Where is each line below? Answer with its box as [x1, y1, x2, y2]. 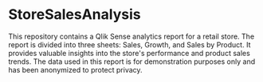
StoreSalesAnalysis [8, 6, 141, 24]
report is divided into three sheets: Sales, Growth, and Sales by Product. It [8, 39, 251, 49]
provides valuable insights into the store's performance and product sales [8, 48, 251, 58]
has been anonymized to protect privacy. [8, 65, 143, 74]
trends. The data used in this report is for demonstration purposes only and [8, 57, 256, 66]
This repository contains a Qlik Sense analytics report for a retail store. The [8, 32, 255, 41]
